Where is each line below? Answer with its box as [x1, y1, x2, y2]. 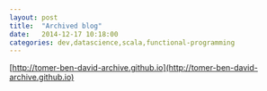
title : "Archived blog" [9, 21, 102, 30]
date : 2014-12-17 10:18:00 [9, 29, 119, 38]
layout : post [9, 12, 58, 22]
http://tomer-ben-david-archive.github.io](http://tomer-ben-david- [12, 62, 259, 73]
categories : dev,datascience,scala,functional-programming [9, 37, 236, 47]
